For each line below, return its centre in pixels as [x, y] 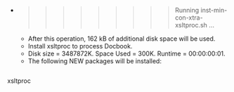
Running [187, 10]
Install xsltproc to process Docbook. [80, 46]
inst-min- [214, 10]
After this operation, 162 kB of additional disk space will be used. [122, 39]
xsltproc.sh [191, 25]
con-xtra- [189, 18]
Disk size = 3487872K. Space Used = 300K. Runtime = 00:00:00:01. [127, 53]
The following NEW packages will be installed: [95, 61]
